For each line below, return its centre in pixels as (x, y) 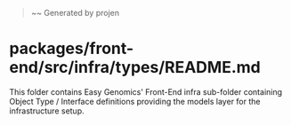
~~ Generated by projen (75, 13)
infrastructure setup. (47, 111)
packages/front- (72, 49)
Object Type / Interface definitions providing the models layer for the (135, 101)
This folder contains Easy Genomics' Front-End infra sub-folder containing (146, 91)
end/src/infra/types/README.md (135, 68)
